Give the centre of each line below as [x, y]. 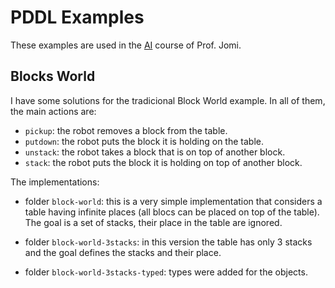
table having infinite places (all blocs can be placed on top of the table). [172, 212]
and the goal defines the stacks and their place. [123, 252]
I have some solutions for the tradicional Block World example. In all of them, [168, 100]
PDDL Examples [77, 17]
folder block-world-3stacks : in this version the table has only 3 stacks [168, 242]
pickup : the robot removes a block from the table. [126, 130]
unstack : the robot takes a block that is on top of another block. [155, 152]
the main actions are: [53, 111]
